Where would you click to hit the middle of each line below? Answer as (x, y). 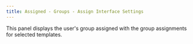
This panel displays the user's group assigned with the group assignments (97, 28)
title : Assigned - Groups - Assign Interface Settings (75, 11)
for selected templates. (34, 34)
